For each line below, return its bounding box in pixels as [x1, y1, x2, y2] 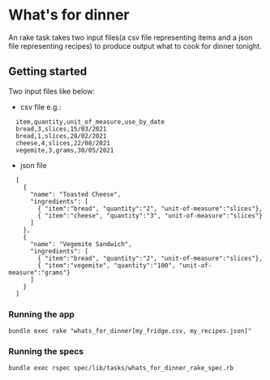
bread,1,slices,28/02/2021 [15, 132, 107, 140]
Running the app [8, 309, 75, 320]
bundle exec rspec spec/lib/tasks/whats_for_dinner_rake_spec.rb [8, 364, 234, 373]
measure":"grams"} [8, 268, 71, 277]
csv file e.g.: [19, 101, 62, 111]
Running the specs [8, 345, 84, 356]
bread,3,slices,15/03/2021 [15, 124, 107, 133]
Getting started [8, 65, 88, 79]
